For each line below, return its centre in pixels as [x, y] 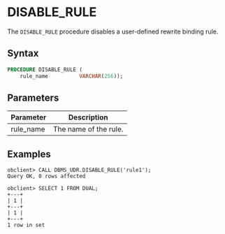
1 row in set [26, 225]
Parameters [33, 97]
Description [88, 117]
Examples [29, 154]
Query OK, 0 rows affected [46, 176]
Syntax [23, 53]
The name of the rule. [88, 129]
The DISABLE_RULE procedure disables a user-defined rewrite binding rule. [113, 31]
